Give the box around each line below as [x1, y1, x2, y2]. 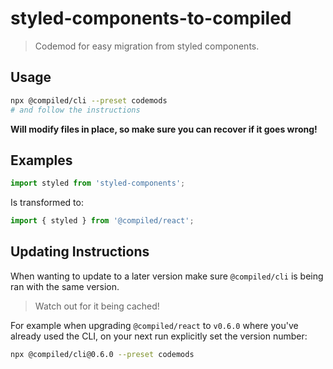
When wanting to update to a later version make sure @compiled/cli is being [10, 270, 324, 282]
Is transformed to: [10, 197, 84, 209]
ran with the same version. [10, 280, 120, 292]
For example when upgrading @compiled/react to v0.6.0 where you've [10, 319, 299, 331]
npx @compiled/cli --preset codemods [10, 95, 168, 106]
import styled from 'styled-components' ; [10, 178, 186, 189]
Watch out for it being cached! [34, 300, 160, 312]
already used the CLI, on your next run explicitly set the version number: [10, 330, 308, 342]
